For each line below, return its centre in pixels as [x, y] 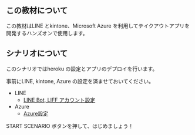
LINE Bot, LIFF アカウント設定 [59, 100]
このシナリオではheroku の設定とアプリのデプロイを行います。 [82, 69]
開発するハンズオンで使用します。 [47, 33]
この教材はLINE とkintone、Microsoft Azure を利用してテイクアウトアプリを [98, 26]
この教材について [37, 11]
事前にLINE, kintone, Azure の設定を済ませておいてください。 [80, 81]
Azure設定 [36, 113]
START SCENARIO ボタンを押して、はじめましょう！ [70, 126]
